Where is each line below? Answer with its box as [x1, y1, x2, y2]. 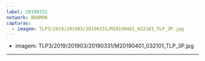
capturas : [6, 20, 32, 26]
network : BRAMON [6, 14, 48, 21]
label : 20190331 [6, 8, 48, 15]
